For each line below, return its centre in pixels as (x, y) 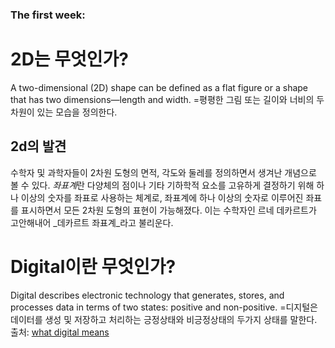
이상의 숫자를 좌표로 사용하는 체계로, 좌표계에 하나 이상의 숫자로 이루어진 (162, 197)
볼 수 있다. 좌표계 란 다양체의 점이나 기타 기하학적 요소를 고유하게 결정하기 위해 (162, 185)
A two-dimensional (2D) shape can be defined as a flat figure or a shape (159, 87)
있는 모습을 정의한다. (77, 112)
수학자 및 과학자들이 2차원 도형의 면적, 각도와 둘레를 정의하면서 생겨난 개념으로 (163, 172)
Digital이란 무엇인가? (93, 266)
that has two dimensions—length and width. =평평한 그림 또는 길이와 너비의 (162, 99)
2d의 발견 (38, 146)
